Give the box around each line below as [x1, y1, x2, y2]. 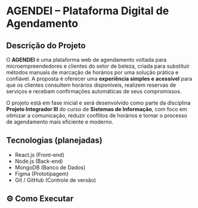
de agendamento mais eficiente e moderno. [6, 118, 114, 125]
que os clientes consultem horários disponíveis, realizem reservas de [6, 81, 177, 89]
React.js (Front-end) [14, 151, 64, 158]
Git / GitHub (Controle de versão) [14, 177, 97, 184]
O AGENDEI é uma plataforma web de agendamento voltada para [6, 56, 167, 63]
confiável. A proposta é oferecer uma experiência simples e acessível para [6, 75, 193, 82]
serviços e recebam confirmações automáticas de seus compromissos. [6, 88, 182, 94]
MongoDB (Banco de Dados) [14, 163, 86, 171]
